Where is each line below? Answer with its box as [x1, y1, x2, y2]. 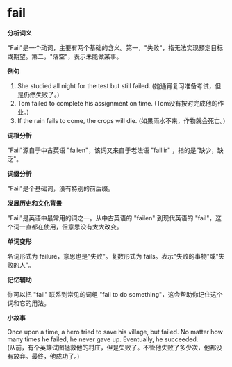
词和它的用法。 [7, 299, 50, 307]
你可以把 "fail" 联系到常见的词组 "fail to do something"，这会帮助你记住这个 [7, 290, 224, 298]
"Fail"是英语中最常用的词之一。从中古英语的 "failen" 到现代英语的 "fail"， [7, 213, 216, 222]
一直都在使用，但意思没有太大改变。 [19, 222, 123, 231]
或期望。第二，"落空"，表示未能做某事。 [7, 52, 123, 60]
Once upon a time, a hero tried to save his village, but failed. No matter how [7, 327, 224, 336]
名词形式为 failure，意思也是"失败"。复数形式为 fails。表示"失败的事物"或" [7, 252, 219, 260]
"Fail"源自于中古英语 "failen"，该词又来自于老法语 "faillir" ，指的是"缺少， [7, 146, 217, 154]
